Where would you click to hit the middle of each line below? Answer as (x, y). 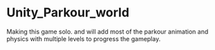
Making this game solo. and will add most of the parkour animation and (107, 32)
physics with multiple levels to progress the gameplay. (84, 38)
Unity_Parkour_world (68, 13)
